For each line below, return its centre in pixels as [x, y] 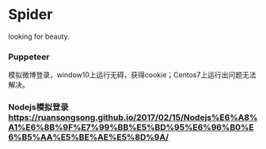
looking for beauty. [39, 36]
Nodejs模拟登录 [38, 107]
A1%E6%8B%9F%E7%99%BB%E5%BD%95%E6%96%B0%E [131, 128]
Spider [30, 15]
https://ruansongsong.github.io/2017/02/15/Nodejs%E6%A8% [133, 117]
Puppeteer [29, 57]
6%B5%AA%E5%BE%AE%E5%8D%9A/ [89, 137]
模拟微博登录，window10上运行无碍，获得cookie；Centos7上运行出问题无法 [132, 75]
